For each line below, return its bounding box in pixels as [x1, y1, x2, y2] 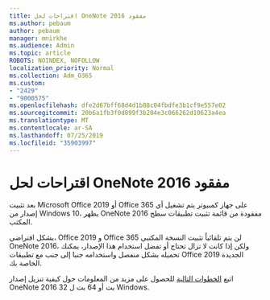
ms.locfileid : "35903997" [9, 138, 96, 147]
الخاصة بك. [9, 258, 43, 268]
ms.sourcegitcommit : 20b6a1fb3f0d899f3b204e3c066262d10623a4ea [9, 109, 226, 117]
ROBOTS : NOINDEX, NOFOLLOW [9, 57, 100, 65]
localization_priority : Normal [9, 64, 114, 72]
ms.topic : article [9, 49, 71, 57]
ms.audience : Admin [9, 42, 75, 50]
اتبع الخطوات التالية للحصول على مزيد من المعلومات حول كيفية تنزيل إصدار [9, 274, 234, 284]
